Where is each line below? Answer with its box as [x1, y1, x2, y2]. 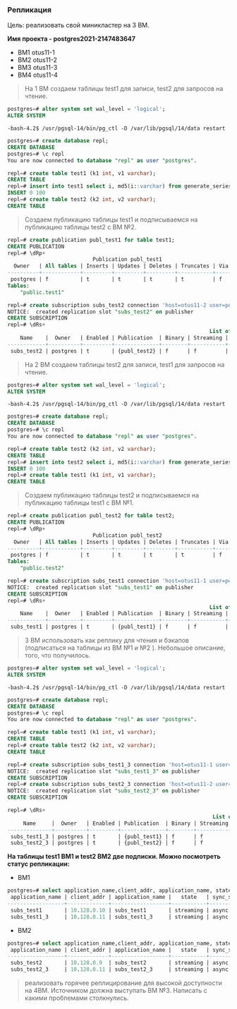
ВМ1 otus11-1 [17, 48, 55, 57]
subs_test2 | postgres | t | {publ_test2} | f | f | [10, 347, 229, 354]
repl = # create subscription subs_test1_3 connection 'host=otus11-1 [7, 761, 213, 768]
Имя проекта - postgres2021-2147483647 [7, 35, 136, 43]
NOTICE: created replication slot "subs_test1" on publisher [7, 584, 194, 591]
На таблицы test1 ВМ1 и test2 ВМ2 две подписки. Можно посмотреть [7, 852, 221, 861]
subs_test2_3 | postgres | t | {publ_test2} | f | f [10, 840, 203, 847]
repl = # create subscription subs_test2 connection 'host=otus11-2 [7, 301, 207, 308]
